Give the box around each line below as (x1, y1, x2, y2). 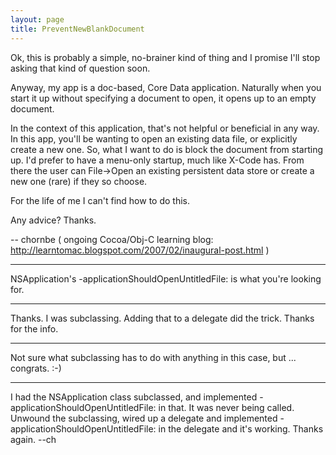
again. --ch (10, 433, 57, 445)
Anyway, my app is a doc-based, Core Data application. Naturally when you (10, 81, 322, 93)
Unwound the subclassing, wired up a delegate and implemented (10, 412, 278, 424)
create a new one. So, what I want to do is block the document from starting (10, 143, 324, 155)
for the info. (10, 322, 59, 335)
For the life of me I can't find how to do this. (10, 194, 190, 206)
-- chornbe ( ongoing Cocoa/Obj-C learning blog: (10, 233, 214, 245)
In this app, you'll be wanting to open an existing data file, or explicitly (10, 132, 298, 145)
